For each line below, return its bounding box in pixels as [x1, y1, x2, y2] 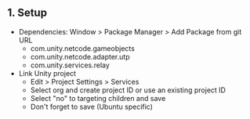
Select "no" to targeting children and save [30, 93, 166, 103]
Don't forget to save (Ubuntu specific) [30, 102, 154, 111]
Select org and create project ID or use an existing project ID [30, 85, 226, 95]
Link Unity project [18, 68, 76, 78]
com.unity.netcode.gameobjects [30, 43, 135, 53]
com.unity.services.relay [30, 60, 111, 70]
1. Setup [7, 6, 48, 20]
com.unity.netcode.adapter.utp [30, 52, 130, 61]
